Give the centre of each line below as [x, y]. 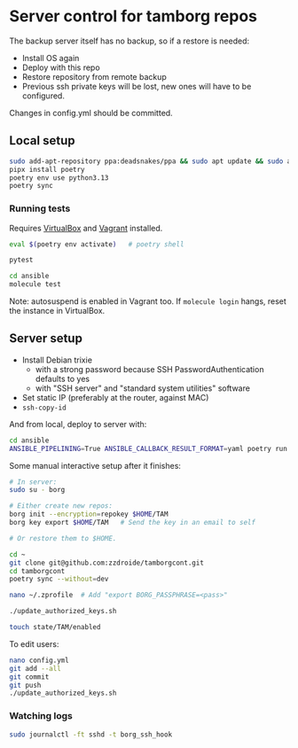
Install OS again [51, 58]
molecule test [35, 284]
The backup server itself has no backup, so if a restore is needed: [129, 41]
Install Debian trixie [57, 360]
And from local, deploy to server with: [78, 424]
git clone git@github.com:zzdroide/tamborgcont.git [106, 563]
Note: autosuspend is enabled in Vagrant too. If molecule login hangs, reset [148, 301]
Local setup [42, 140]
